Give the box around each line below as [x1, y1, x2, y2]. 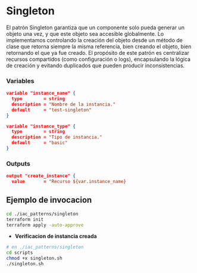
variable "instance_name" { [6, 91, 76, 97]
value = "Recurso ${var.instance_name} [11, 179, 127, 185]
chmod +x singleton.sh [6, 255, 62, 262]
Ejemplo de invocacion [6, 195, 92, 205]
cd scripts [6, 250, 33, 256]
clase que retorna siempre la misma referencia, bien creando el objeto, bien [6, 43, 192, 50]
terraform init [6, 216, 44, 222]
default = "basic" [11, 140, 68, 146]
